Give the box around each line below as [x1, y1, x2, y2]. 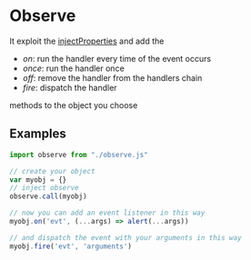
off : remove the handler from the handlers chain [22, 72, 203, 83]
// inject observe [9, 184, 79, 193]
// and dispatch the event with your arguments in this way [9, 233, 243, 242]
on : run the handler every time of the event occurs [22, 53, 212, 64]
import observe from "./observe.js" [9, 150, 148, 159]
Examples [9, 126, 66, 142]
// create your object [9, 166, 95, 175]
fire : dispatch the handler [22, 82, 117, 93]
